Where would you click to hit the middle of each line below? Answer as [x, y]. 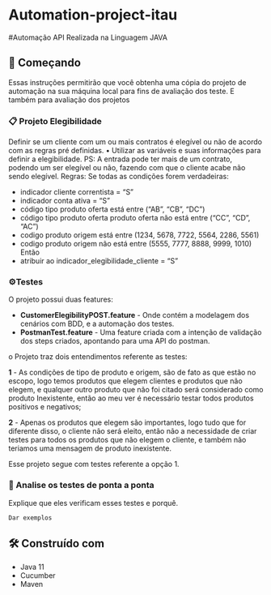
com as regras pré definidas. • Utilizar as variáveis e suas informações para [135, 151]
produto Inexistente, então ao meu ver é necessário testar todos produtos [131, 398]
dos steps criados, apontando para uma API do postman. [115, 341]
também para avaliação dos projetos [69, 100]
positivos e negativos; [45, 407]
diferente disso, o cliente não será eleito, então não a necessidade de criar [133, 431]
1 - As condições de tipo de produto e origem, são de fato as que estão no [132, 372]
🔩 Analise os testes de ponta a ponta [81, 486]
